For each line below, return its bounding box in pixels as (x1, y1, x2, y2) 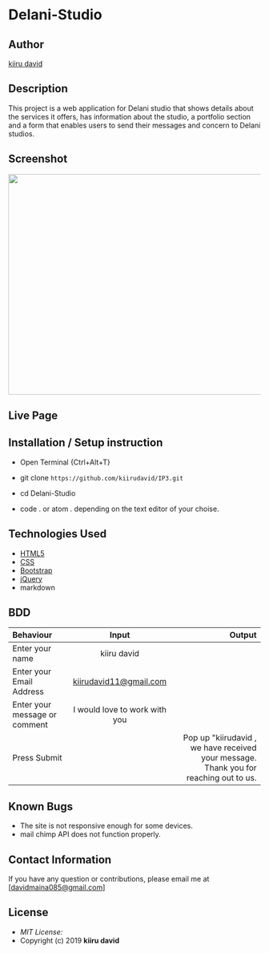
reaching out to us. (186, 773, 257, 784)
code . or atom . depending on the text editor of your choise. (19, 504, 219, 513)
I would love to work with (73, 704, 167, 716)
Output (229, 630, 257, 641)
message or (12, 709, 58, 720)
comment (12, 720, 48, 731)
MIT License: (19, 927, 63, 936)
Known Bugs (8, 800, 74, 813)
